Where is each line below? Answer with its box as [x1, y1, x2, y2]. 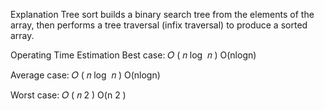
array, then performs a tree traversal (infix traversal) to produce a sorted [10, 19, 308, 31]
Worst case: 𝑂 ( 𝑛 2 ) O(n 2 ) [10, 89, 127, 101]
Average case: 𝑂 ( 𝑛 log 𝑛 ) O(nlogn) [10, 69, 161, 81]
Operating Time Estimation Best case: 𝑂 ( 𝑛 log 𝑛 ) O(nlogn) [10, 49, 257, 61]
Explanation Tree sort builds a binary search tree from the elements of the [10, 9, 315, 20]
